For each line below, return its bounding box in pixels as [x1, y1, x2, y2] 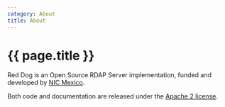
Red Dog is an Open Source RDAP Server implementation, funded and [7, 71, 212, 79]
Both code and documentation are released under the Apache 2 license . [7, 92, 219, 101]
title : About [7, 17, 46, 24]
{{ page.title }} [7, 47, 95, 64]
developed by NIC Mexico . [7, 79, 85, 87]
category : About [7, 10, 55, 18]
